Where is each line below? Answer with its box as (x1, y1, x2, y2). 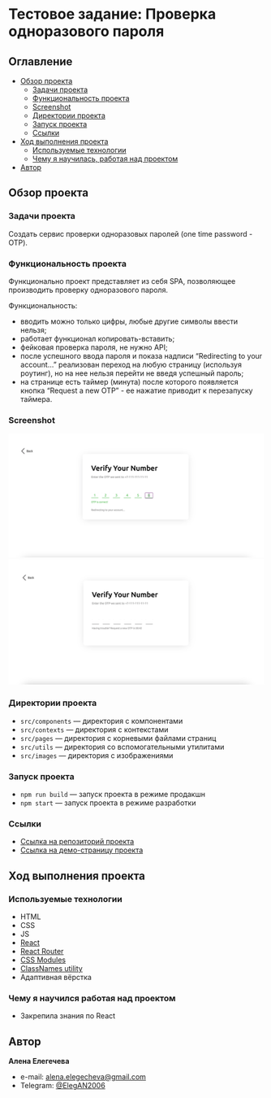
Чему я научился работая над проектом (8, 992, 176, 1004)
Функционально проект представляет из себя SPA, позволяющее (8, 276, 236, 285)
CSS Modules (19, 955, 67, 965)
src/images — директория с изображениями (19, 750, 174, 760)
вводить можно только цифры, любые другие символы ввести (19, 316, 239, 326)
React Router (19, 947, 64, 956)
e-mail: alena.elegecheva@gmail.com (19, 1072, 146, 1082)
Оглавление (8, 54, 73, 68)
